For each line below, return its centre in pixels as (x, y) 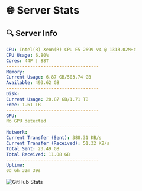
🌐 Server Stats (43, 10)
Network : (17, 132)
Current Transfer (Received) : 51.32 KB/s (58, 143)
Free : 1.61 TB (24, 105)
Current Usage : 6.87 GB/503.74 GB (49, 77)
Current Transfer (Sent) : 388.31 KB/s (54, 138)
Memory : (16, 72)
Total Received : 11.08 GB (38, 154)
